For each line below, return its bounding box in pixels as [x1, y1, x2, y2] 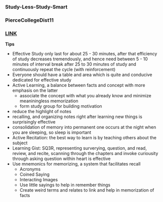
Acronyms [19, 166, 41, 172]
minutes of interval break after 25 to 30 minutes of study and [12, 61, 136, 67]
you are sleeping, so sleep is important [12, 129, 91, 135]
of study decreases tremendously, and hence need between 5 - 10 [12, 56, 148, 62]
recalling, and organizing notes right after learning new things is [12, 114, 142, 120]
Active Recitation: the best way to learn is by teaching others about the [12, 135, 157, 141]
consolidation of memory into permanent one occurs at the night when [12, 124, 157, 130]
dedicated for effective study [12, 77, 72, 83]
